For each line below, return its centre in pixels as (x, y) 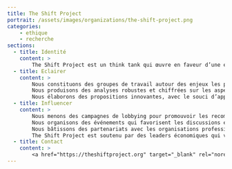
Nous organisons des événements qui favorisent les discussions (126, 122)
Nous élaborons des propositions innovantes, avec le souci (120, 97)
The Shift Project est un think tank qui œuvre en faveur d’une (126, 65)
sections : (21, 46)
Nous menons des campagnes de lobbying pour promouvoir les (120, 116)
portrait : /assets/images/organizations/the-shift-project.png (100, 20)
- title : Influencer (43, 103)
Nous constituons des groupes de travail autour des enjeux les (126, 84)
